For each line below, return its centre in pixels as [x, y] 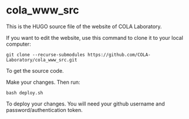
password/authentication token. [45, 110]
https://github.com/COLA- [119, 55]
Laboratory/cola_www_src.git [42, 60]
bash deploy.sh [25, 93]
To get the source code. [35, 70]
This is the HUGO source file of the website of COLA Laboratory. [84, 26]
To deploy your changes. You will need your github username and [86, 104]
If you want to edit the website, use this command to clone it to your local [95, 38]
